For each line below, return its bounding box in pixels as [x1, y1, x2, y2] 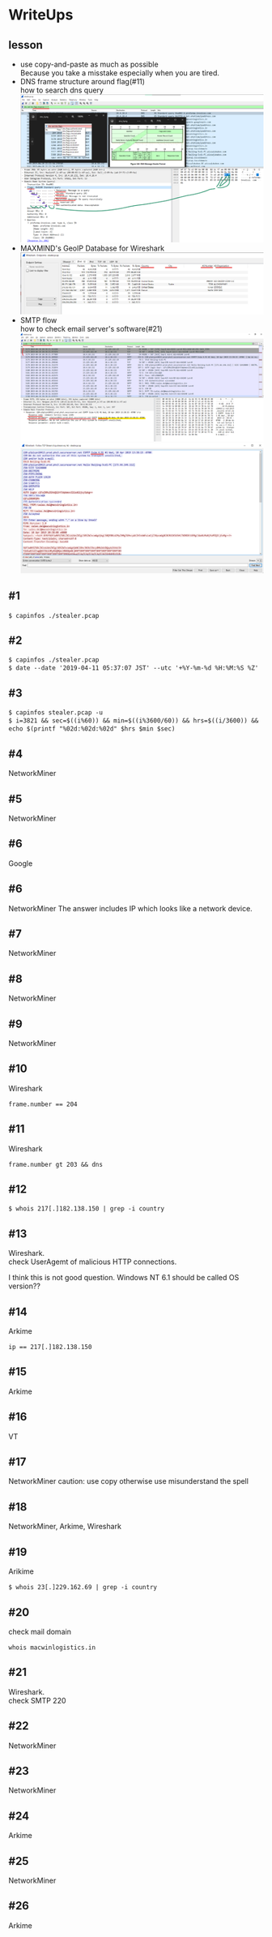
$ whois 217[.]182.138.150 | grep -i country [8, 1205, 164, 1213]
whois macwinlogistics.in [8, 1643, 96, 1652]
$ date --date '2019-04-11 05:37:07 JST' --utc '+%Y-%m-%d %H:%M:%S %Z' [8, 664, 259, 672]
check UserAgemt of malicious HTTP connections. [8, 1257, 177, 1266]
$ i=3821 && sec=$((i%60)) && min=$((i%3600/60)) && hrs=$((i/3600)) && [8, 717, 259, 725]
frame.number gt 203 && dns [8, 1160, 104, 1168]
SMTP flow [19, 315, 57, 325]
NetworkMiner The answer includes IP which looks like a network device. [8, 903, 253, 913]
